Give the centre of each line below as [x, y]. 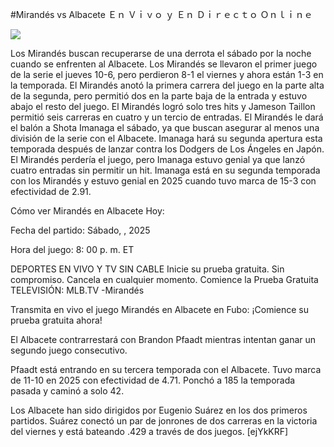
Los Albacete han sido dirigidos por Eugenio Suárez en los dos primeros [159, 410]
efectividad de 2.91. [51, 191]
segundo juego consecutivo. [69, 350]
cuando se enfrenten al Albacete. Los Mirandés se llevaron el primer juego [164, 64]
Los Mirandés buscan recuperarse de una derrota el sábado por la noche [161, 53]
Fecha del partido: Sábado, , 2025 [80, 230]
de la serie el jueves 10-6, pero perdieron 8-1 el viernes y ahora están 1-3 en [167, 74]
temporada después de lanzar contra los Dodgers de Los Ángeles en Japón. [167, 149]
